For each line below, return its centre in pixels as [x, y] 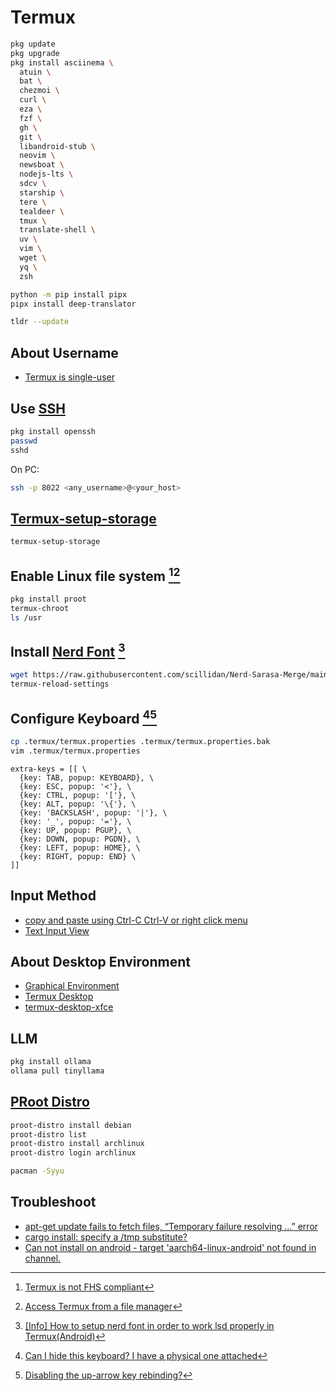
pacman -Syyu [37, 1171]
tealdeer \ [42, 211]
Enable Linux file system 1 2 [95, 574]
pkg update [33, 44]
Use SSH [38, 408]
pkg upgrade [35, 53]
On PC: [25, 469]
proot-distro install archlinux [77, 1144]
